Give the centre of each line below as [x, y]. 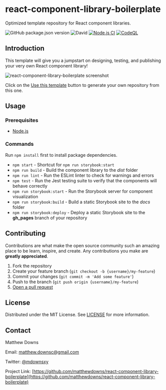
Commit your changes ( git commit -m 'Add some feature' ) [73, 276]
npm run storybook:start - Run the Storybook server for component [83, 191]
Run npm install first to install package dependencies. [61, 155]
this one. [14, 90]
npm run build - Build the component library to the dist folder [75, 170]
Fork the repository [32, 266]
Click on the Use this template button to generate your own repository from [82, 85]
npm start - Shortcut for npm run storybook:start [63, 165]
